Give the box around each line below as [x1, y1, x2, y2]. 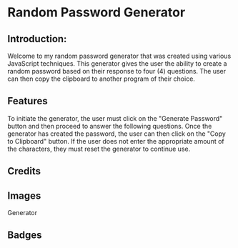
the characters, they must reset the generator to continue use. [7, 144, 191, 153]
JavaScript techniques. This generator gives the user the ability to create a [7, 59, 227, 68]
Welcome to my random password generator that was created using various [7, 51, 232, 60]
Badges [7, 229, 42, 242]
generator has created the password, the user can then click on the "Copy [7, 129, 227, 138]
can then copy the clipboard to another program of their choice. [7, 74, 195, 83]
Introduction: [7, 33, 67, 45]
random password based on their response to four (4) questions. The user [7, 67, 227, 75]
